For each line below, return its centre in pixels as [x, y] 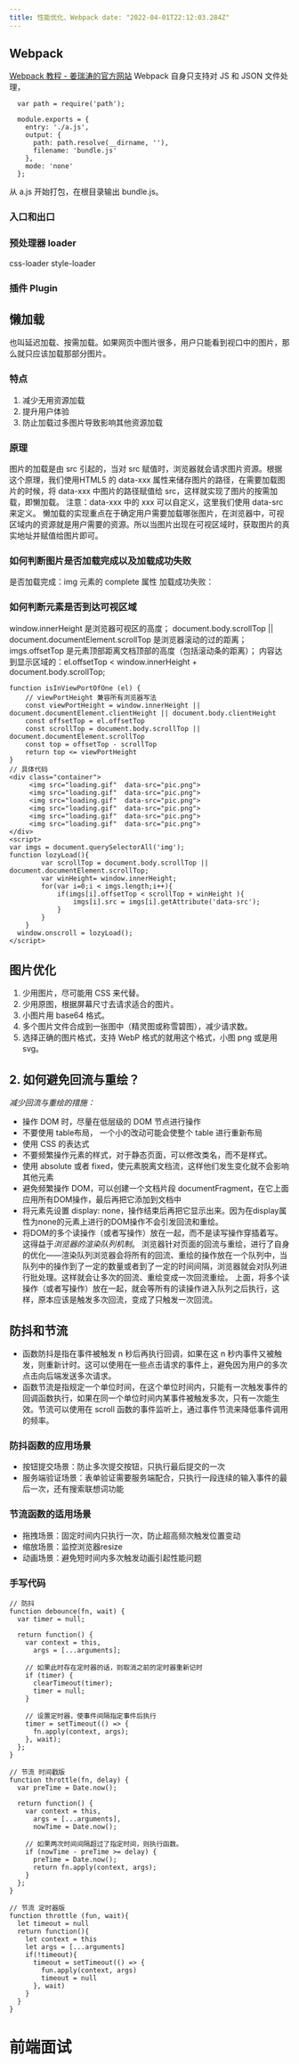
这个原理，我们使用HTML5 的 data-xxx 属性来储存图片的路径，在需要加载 [144, 479]
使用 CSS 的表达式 [56, 1144]
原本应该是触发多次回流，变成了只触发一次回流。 [128, 1300]
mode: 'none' [49, 167]
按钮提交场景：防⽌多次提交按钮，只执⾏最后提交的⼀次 [123, 1467]
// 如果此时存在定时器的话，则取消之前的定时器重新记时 [114, 1667]
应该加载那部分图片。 [72, 353]
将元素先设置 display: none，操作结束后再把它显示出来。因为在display [150, 1211]
